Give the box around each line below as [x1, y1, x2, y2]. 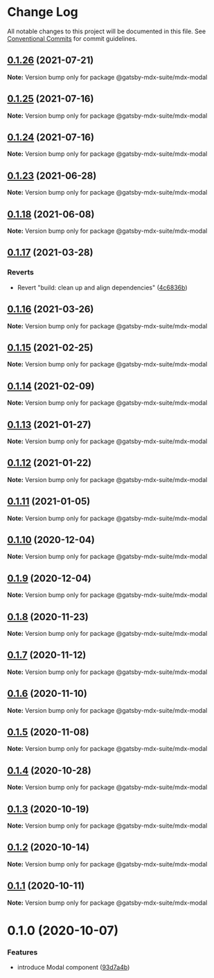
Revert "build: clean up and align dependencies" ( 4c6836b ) [17, 283, 188, 292]
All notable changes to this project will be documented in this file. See [7, 27, 206, 35]
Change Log [7, 4, 78, 20]
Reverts [7, 267, 35, 277]
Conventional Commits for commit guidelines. [7, 34, 137, 42]
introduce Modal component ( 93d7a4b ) [17, 963, 130, 972]
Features [7, 947, 38, 957]
